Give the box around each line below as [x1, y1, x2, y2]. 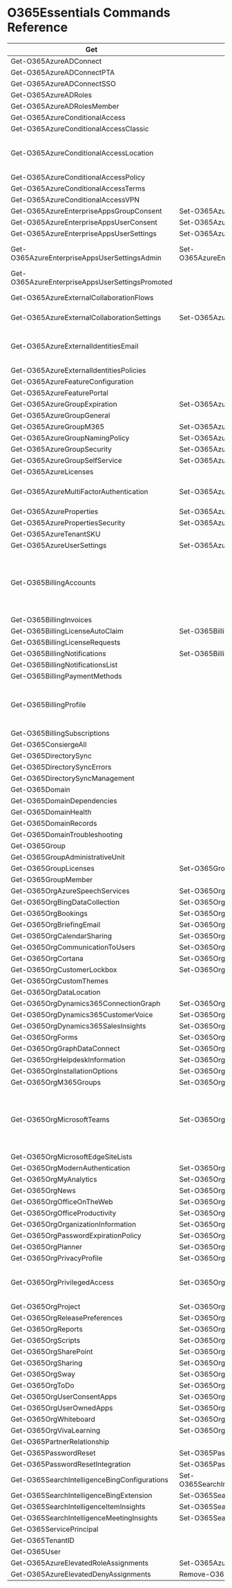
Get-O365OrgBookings [10, 908, 88, 918]
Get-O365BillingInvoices [10, 615, 93, 624]
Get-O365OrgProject [10, 1301, 81, 1311]
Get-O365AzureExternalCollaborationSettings [10, 312, 162, 322]
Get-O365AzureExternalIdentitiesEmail [10, 341, 139, 351]
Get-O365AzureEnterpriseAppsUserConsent [10, 217, 157, 227]
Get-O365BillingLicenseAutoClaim [10, 626, 124, 635]
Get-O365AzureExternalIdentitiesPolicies [10, 365, 146, 375]
